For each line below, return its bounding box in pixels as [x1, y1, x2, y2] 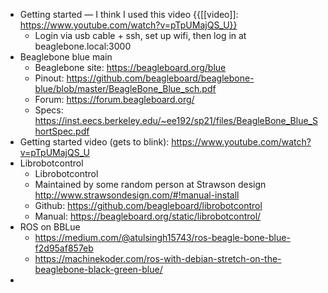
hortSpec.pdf [34, 125, 90, 137]
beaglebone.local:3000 [34, 40, 132, 52]
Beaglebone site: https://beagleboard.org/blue [34, 62, 227, 73]
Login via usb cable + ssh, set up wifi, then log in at [34, 30, 247, 41]
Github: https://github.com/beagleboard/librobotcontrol [34, 200, 263, 211]
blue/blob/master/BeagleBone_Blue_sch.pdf [34, 83, 217, 94]
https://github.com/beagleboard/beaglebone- [66, 72, 255, 84]
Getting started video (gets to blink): [19, 136, 170, 148]
